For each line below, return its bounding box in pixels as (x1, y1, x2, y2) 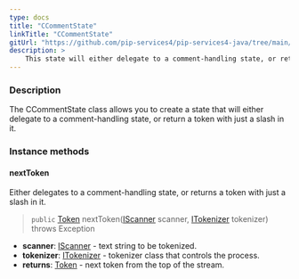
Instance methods (9, 145, 90, 158)
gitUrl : (9, 37, 38, 47)
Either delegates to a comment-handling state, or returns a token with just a (9, 187, 287, 198)
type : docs (9, 12, 50, 22)
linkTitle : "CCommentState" (9, 29, 114, 38)
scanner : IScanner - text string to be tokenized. (21, 241, 198, 251)
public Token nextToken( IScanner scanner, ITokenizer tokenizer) (30, 214, 269, 225)
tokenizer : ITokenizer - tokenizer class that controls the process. (21, 250, 260, 261)
